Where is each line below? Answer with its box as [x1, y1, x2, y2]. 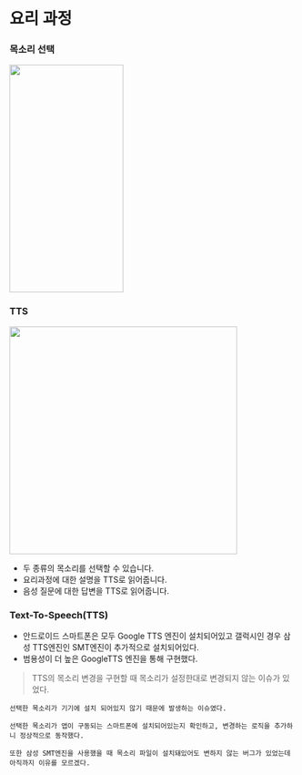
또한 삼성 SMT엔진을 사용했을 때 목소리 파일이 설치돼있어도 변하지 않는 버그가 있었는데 [9, 749, 291, 759]
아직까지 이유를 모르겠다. [9, 759, 91, 768]
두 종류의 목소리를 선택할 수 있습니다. [22, 562, 155, 574]
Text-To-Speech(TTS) [9, 608, 109, 621]
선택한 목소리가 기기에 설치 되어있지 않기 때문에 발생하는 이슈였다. [9, 704, 227, 713]
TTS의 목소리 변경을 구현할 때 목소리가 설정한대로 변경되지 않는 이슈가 [31, 673, 280, 684]
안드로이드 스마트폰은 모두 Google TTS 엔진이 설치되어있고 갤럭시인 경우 [22, 630, 282, 642]
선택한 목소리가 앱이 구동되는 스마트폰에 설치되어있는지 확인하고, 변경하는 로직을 [9, 721, 271, 731]
